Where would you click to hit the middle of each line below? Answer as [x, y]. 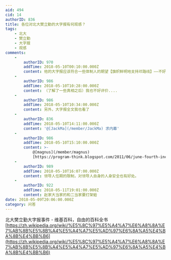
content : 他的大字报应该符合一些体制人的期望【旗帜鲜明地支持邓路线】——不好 [95, 72]
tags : [11, 29]
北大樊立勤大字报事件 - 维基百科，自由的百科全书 [57, 219]
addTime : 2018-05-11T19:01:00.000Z [61, 190]
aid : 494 [15, 10]
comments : [16, 53]
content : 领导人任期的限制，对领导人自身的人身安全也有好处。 [81, 176]
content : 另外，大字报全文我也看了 [57, 110]
